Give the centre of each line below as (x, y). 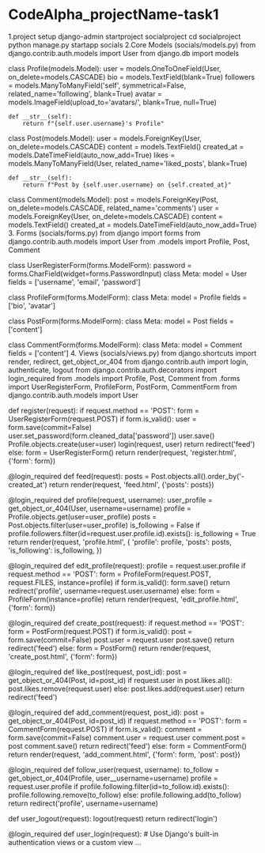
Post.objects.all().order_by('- (198, 476)
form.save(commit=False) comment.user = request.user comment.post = (127, 738)
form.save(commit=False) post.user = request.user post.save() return (121, 640)
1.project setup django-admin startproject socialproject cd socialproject (125, 36)
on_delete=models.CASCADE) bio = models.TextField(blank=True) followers (132, 77)
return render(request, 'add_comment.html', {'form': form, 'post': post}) (125, 754)
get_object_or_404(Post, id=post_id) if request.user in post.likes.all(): (120, 680)
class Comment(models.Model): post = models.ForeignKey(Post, (114, 199)
